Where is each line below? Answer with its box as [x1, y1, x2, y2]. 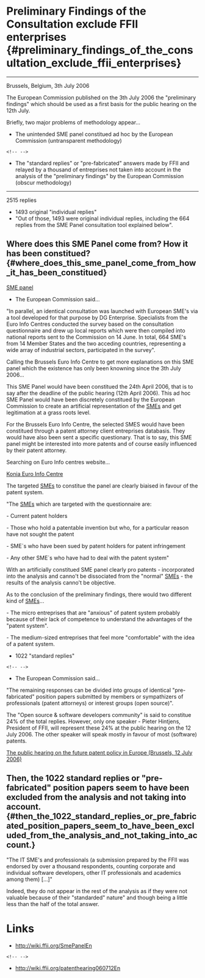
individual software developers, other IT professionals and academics [6, 869, 182, 876]
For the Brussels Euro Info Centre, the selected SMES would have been [6, 420, 185, 428]
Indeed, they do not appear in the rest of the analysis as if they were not [6, 887, 188, 894]
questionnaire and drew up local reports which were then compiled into [6, 326, 185, 334]
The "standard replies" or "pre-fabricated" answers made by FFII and [15, 159, 190, 167]
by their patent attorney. [6, 447, 67, 454]
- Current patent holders [6, 512, 68, 519]
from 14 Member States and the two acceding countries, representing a [6, 340, 186, 347]
